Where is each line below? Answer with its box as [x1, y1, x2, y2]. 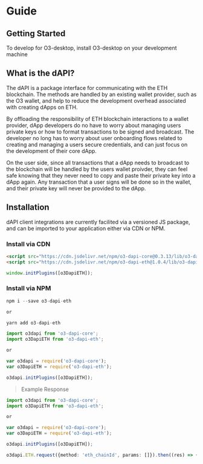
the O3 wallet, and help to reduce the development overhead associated [6, 97, 186, 104]
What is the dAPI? [6, 68, 75, 79]
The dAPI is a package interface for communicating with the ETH [6, 84, 168, 91]
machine [6, 51, 28, 58]
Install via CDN [6, 240, 51, 248]
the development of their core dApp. [6, 147, 97, 155]
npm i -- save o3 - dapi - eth [6, 298, 71, 304]
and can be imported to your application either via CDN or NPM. [6, 225, 166, 232]
